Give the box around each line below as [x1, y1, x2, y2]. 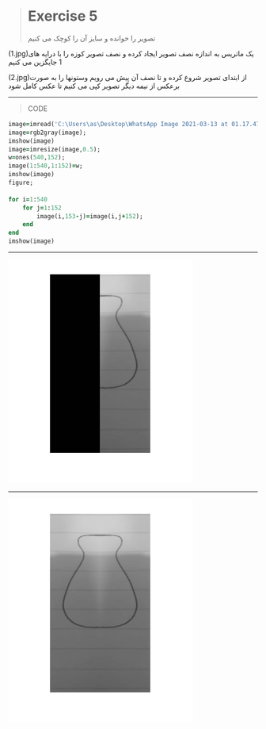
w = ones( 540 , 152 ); [8, 154, 66, 162]
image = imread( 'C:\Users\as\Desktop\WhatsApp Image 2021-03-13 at [8, 120, 228, 128]
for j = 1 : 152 [22, 204, 62, 212]
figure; [8, 178, 34, 187]
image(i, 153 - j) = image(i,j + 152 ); [36, 212, 144, 221]
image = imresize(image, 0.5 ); [8, 145, 101, 153]
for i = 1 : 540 [8, 195, 47, 203]
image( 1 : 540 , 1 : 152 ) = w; [8, 162, 83, 170]
